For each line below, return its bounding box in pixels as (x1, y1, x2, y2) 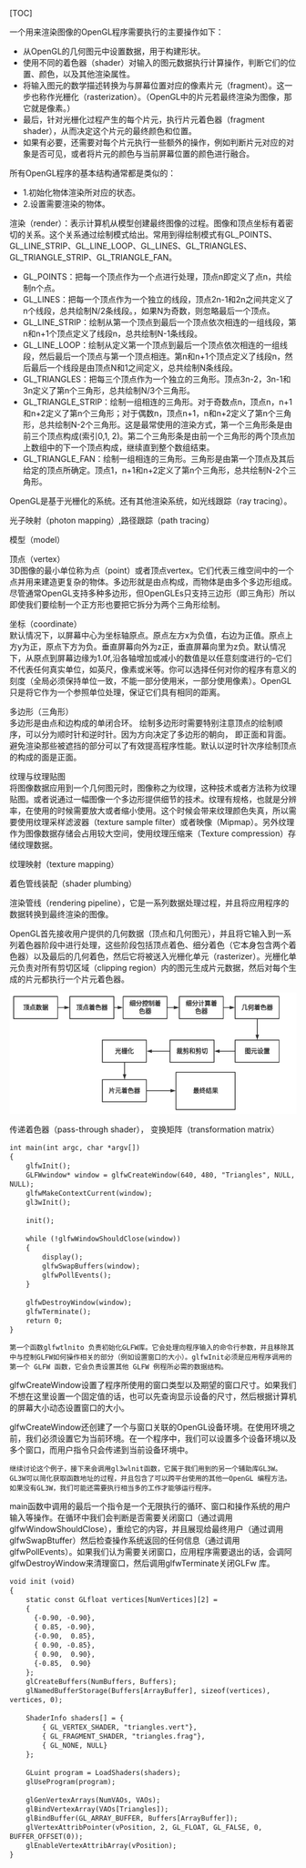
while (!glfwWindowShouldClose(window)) (25, 1234, 181, 1244)
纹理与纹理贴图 (9, 771, 66, 781)
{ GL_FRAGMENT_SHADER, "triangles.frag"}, (42, 1732, 206, 1741)
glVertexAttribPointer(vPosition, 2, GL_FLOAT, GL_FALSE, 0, (25, 1823, 262, 1832)
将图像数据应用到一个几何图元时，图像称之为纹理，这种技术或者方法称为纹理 (9, 782, 297, 793)
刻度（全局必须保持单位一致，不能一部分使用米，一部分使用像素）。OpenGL (9, 676, 292, 686)
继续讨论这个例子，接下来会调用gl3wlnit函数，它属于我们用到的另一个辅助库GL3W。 (9, 1465, 282, 1474)
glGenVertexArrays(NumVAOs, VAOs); (25, 1796, 161, 1805)
